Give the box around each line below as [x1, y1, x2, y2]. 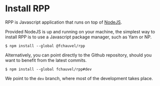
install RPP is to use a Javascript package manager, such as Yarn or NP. [5, 34, 152, 40]
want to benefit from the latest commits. [5, 57, 87, 63]
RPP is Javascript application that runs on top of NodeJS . [5, 19, 122, 25]
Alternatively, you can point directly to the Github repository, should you [5, 52, 152, 58]
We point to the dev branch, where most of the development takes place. [5, 75, 153, 81]
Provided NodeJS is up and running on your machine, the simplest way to [5, 29, 155, 34]
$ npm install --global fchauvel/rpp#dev [5, 67, 92, 72]
